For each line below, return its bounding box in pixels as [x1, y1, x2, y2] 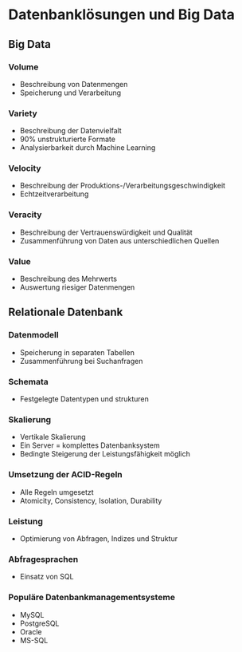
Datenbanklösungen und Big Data [8, 6, 235, 24]
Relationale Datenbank [8, 306, 123, 319]
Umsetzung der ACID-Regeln [8, 469, 123, 480]
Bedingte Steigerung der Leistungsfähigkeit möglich [19, 449, 191, 459]
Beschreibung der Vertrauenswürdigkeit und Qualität [19, 227, 193, 237]
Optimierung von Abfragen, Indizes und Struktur [19, 533, 178, 543]
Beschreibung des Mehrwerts [19, 274, 118, 284]
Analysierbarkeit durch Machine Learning [19, 143, 156, 152]
